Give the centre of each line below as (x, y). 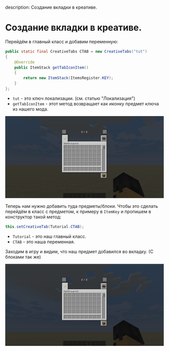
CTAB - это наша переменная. (44, 242)
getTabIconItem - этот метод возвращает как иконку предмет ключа (86, 103)
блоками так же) (23, 257)
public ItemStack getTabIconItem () (52, 68)
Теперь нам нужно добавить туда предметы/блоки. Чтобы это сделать (82, 206)
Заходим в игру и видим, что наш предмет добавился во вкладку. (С (79, 251)
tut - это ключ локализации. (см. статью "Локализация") (74, 98)
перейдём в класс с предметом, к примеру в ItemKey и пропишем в (78, 211)
